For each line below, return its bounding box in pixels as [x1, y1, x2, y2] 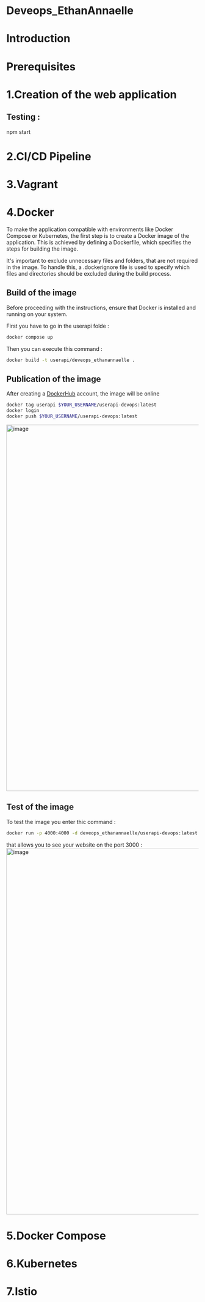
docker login [6, 408, 40, 414]
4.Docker [6, 205, 54, 219]
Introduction [6, 32, 71, 46]
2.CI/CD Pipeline [6, 149, 92, 163]
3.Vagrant [6, 177, 58, 191]
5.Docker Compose [6, 1229, 106, 1243]
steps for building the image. [6, 245, 78, 252]
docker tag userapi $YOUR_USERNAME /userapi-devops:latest [6, 402, 157, 408]
